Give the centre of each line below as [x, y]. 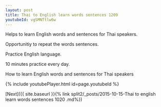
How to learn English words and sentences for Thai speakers [70, 74]
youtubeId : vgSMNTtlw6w [31, 20]
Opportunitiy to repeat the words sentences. [52, 44]
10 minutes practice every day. [38, 64]
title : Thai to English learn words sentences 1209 [62, 15]
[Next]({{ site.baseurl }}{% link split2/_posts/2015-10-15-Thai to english [80, 94]
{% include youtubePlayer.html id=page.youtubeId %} [62, 84]
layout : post [19, 10]
